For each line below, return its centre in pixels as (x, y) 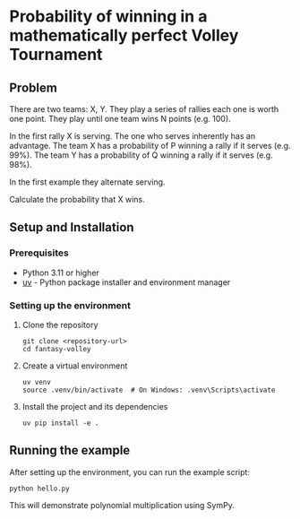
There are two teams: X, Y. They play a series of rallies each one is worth (144, 109)
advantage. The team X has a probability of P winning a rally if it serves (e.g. (150, 146)
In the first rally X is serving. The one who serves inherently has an (133, 136)
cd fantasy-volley (56, 349)
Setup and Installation (72, 227)
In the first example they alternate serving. (87, 182)
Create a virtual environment (75, 366)
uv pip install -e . (60, 423)
